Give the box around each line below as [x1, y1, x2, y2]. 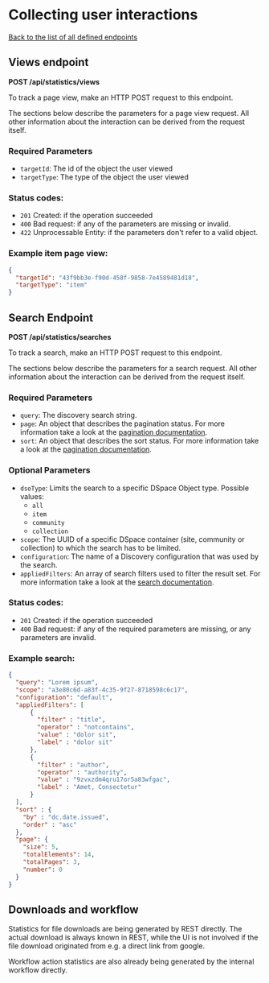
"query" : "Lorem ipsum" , [15, 679, 99, 687]
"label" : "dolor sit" [37, 738, 113, 746]
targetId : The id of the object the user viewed [19, 163, 173, 174]
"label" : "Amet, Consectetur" [37, 783, 142, 791]
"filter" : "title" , [37, 716, 106, 724]
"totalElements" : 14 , [22, 851, 95, 859]
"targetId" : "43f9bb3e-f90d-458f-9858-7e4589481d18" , [15, 274, 199, 282]
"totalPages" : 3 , [22, 858, 81, 866]
